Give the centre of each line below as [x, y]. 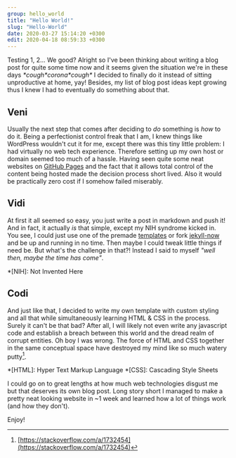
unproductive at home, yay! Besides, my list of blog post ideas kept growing [117, 82]
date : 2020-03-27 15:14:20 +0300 [56, 33]
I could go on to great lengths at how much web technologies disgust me [113, 383]
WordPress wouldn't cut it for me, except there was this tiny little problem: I [116, 144]
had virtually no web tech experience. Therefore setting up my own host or [116, 151]
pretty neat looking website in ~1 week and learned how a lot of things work [117, 399]
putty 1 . [17, 356]
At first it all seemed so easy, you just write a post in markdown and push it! [117, 220]
